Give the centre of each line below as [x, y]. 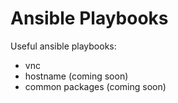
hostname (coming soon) [76, 76]
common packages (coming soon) [95, 86]
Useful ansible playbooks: [63, 46]
